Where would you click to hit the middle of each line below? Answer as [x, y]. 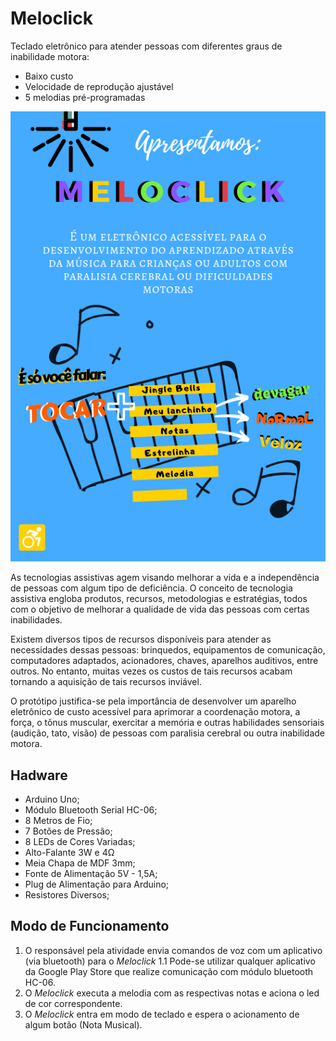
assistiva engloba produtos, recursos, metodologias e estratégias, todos [159, 599]
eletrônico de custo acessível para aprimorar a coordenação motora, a [155, 712]
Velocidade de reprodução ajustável [99, 86]
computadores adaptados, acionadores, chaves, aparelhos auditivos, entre [164, 661]
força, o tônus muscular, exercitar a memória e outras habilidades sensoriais [167, 723]
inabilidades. [36, 620]
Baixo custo [49, 76]
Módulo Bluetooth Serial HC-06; [91, 810]
